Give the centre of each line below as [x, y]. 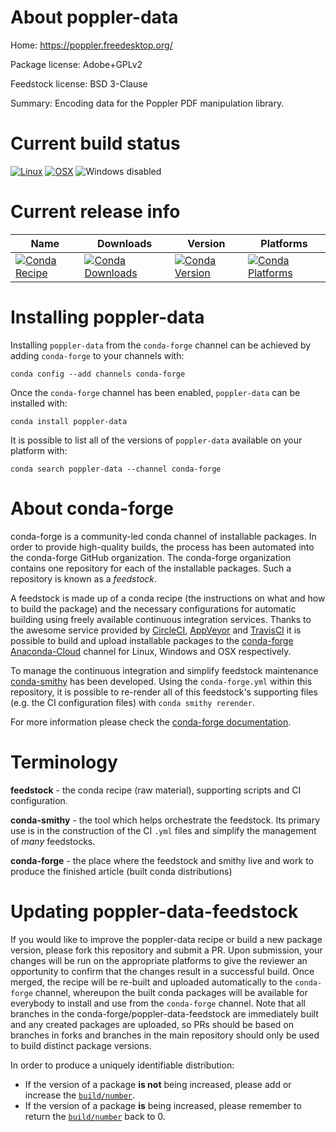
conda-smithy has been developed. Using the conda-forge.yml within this [161, 681]
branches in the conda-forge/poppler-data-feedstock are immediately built [164, 1013]
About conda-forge [92, 508]
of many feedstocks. [53, 841]
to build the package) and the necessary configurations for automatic [153, 608]
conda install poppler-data [69, 421]
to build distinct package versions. [81, 1045]
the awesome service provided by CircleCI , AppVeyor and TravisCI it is [156, 630]
